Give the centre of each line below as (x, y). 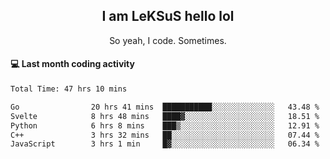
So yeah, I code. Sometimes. (168, 40)
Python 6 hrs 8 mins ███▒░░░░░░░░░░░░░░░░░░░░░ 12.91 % (165, 125)
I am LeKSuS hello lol (168, 16)
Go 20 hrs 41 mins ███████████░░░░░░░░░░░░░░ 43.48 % (165, 107)
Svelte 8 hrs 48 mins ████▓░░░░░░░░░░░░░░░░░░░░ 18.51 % (165, 116)
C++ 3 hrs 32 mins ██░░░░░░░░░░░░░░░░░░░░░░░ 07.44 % (165, 135)
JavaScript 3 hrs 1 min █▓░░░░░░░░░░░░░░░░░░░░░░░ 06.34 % (165, 144)
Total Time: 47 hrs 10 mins (69, 89)
